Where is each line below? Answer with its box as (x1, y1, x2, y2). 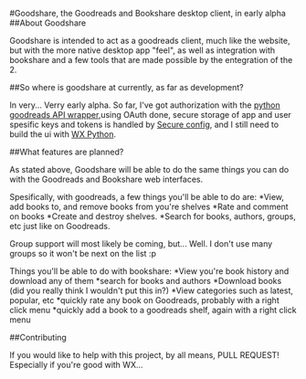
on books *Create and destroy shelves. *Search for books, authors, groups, (9, 211, 297, 222)
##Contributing (9, 332, 67, 342)
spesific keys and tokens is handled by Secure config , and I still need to (9, 119, 280, 130)
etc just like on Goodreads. (9, 221, 111, 231)
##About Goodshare (9, 17, 87, 28)
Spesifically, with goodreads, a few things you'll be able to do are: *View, (9, 192, 285, 202)
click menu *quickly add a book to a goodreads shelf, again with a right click (9, 305, 297, 315)
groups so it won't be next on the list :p (9, 248, 157, 258)
